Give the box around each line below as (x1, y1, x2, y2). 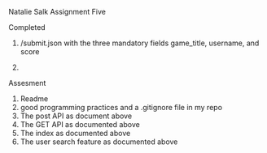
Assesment (8, 79, 46, 87)
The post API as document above (20, 111, 133, 121)
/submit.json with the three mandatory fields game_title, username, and (20, 38, 260, 48)
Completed (8, 23, 46, 32)
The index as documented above (20, 129, 131, 138)
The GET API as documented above (20, 120, 140, 129)
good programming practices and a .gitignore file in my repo (20, 103, 222, 112)
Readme (20, 94, 49, 104)
